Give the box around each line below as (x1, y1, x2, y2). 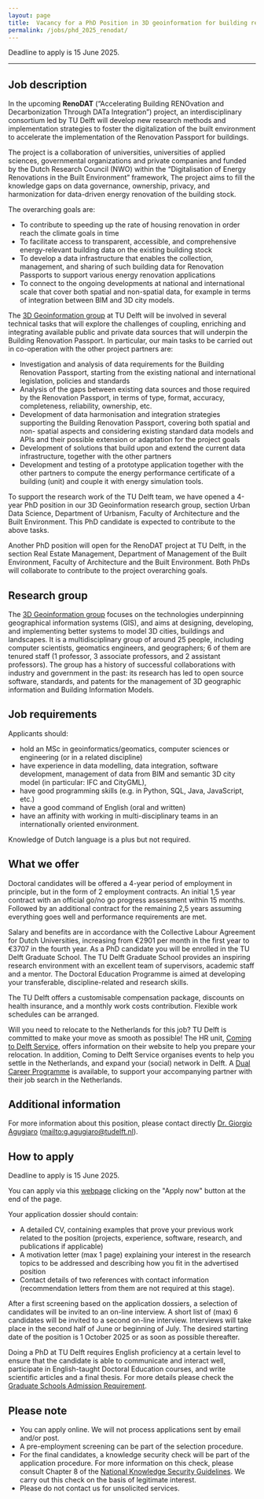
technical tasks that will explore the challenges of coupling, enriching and (8, 319, 246, 329)
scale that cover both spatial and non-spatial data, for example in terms (19, 287, 251, 296)
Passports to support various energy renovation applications (19, 270, 216, 280)
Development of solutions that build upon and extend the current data (19, 443, 246, 453)
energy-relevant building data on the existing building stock (19, 245, 212, 255)
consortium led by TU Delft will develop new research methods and (8, 116, 226, 125)
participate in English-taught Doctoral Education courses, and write (8, 1364, 226, 1374)
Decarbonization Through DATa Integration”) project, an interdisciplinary (8, 107, 242, 117)
